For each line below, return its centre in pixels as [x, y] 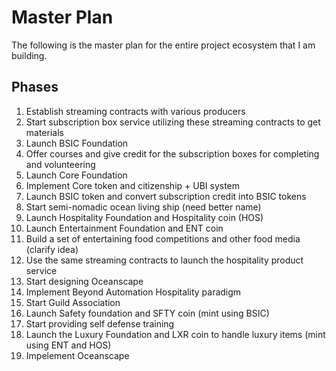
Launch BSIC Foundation [77, 143]
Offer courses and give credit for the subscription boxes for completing [172, 153]
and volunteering [60, 164]
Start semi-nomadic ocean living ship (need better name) [143, 207]
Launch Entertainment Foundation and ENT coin [124, 228]
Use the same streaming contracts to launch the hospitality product [164, 260]
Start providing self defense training [100, 323]
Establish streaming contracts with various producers [135, 111]
